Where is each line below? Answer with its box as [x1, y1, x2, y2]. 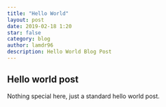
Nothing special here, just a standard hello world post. [7, 92, 160, 100]
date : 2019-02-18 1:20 [7, 23, 72, 29]
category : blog [7, 36, 51, 43]
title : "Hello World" [7, 10, 69, 17]
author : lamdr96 [7, 42, 54, 49]
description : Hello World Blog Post [7, 49, 112, 56]
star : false [7, 29, 41, 36]
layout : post [7, 16, 45, 23]
